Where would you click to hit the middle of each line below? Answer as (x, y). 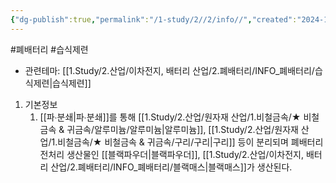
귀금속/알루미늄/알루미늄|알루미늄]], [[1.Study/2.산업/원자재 (182, 129)
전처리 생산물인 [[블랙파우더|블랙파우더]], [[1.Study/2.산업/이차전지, (171, 154)
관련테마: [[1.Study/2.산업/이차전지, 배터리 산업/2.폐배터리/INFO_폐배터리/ (169, 70)
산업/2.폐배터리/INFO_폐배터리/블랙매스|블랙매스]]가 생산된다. (171, 167)
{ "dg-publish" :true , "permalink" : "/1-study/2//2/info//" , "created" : (154, 19)
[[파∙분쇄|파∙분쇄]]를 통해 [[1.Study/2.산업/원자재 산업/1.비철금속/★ (170, 117)
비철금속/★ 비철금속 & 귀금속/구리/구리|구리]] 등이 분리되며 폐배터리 (190, 142)
